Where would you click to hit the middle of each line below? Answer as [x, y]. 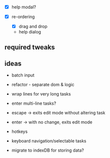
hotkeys [19, 132]
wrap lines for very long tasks [41, 94]
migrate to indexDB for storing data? [48, 150]
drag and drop [33, 27]
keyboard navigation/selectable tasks [49, 141]
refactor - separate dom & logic [43, 85]
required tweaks [30, 47]
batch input [23, 75]
